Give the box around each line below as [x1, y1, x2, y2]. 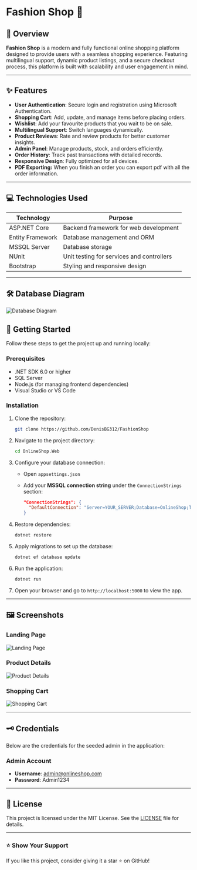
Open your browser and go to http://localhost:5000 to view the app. [14, 586, 183, 594]
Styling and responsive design [63, 262, 147, 270]
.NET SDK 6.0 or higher [14, 368, 72, 375]
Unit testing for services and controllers [63, 252, 172, 261]
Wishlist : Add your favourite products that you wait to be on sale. [14, 120, 173, 127]
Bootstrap [9, 262, 36, 270]
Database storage [63, 242, 113, 251]
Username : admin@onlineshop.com [14, 770, 103, 777]
